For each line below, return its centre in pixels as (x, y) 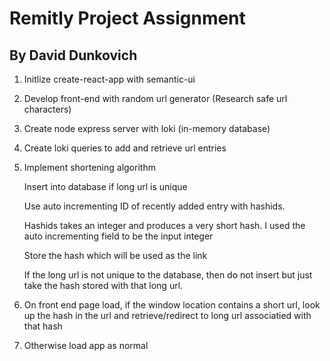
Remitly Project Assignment (127, 18)
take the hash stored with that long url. (103, 285)
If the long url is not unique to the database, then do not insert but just (168, 275)
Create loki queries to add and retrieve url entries (125, 148)
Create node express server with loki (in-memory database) (147, 128)
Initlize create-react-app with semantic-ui (109, 79)
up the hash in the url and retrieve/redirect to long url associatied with (167, 315)
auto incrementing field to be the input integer (118, 236)
